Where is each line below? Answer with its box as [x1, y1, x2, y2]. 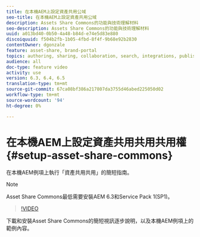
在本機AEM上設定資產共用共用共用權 [6, 135, 186, 149]
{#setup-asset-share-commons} [6, 148, 173, 162]
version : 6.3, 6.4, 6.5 [6, 75, 65, 81]
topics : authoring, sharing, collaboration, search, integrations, [6, 53, 177, 59]
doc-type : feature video [6, 64, 68, 70]
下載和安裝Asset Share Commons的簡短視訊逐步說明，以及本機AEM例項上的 [6, 217, 194, 224]
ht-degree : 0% [6, 102, 42, 109]
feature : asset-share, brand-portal [6, 48, 97, 54]
